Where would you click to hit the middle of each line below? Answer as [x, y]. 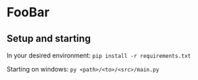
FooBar [28, 12]
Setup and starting [49, 39]
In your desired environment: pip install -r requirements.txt [99, 55]
